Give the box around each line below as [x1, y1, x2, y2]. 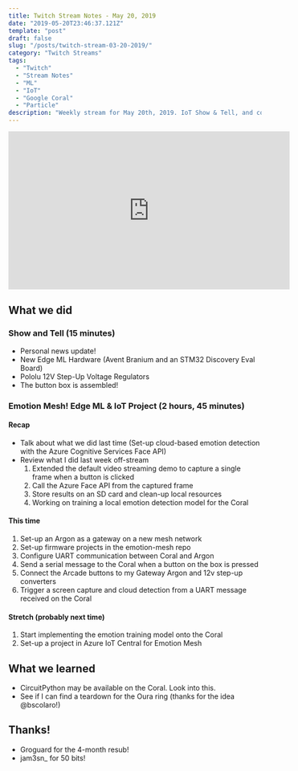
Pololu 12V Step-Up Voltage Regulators [19, 371, 150, 381]
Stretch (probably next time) [8, 612, 105, 622]
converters [19, 577, 56, 586]
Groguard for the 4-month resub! [19, 744, 129, 754]
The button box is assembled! [19, 380, 119, 390]
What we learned [8, 662, 96, 675]
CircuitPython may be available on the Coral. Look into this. [19, 683, 216, 693]
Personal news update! [19, 346, 96, 356]
